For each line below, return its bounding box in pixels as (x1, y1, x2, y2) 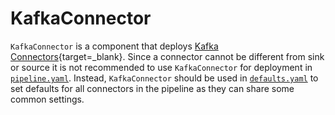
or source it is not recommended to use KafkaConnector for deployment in (10, 61, 313, 73)
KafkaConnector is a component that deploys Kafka (10, 40, 219, 52)
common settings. (10, 93, 85, 105)
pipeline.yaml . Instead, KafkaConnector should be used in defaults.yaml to (10, 72, 319, 84)
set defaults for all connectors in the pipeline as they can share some (10, 82, 295, 94)
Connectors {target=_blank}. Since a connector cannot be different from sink (10, 50, 325, 62)
